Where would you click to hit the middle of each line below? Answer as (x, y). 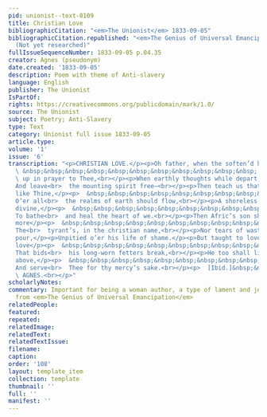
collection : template (44, 379)
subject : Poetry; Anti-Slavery (60, 120)
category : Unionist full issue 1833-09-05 (79, 134)
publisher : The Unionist (49, 90)
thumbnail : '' (32, 386)
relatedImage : (32, 327)
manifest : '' (30, 401)
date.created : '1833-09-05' (55, 68)
